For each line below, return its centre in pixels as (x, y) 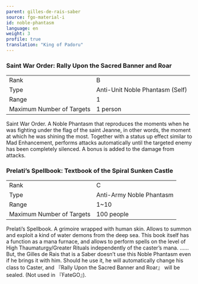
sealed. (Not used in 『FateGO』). (46, 275)
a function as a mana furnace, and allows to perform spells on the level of (96, 242)
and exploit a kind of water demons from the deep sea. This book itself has (98, 235)
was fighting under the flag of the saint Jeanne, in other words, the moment (98, 130)
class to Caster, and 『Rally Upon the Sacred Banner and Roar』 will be (93, 267)
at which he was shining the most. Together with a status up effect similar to (99, 137)
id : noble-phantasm (30, 23)
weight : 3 (18, 34)
